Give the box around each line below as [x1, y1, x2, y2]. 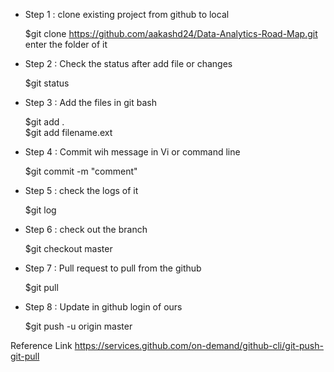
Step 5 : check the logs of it [24, 185, 139, 196]
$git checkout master [24, 243, 113, 254]
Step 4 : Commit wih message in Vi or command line [24, 146, 241, 158]
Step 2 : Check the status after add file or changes [24, 58, 233, 69]
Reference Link [10, 340, 73, 351]
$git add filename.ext [24, 127, 113, 138]
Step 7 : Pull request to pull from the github [24, 262, 202, 274]
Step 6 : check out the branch [24, 224, 148, 235]
